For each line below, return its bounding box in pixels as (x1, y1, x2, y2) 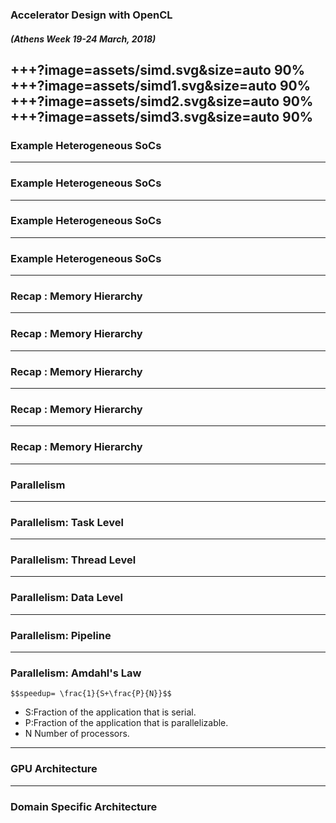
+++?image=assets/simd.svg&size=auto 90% (10, 61, 306, 78)
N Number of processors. (24, 728, 130, 740)
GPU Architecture (10, 762, 98, 776)
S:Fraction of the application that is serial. (24, 706, 197, 718)
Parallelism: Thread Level (10, 553, 137, 567)
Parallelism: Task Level (10, 515, 124, 529)
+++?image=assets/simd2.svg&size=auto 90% (10, 93, 314, 110)
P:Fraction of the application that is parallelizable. (24, 717, 229, 729)
